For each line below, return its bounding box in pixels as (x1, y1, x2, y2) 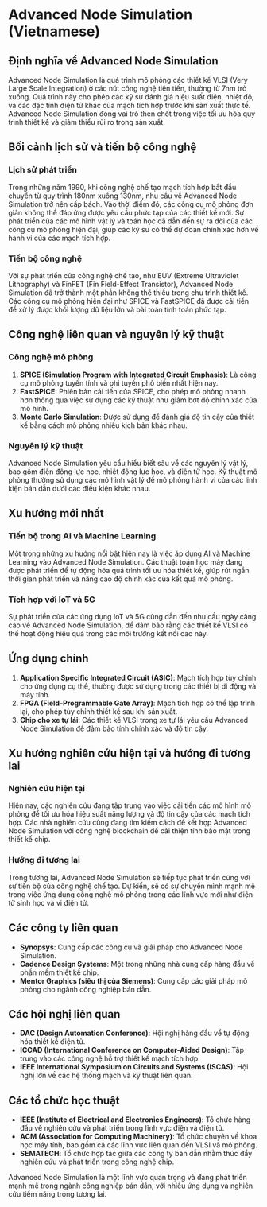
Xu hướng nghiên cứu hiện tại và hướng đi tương (8, 747, 251, 760)
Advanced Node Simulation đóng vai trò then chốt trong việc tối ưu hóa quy (8, 109, 256, 118)
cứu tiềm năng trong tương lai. (8, 1190, 107, 1199)
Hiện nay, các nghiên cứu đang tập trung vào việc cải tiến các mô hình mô (8, 801, 252, 810)
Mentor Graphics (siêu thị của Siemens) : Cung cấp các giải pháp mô (19, 976, 248, 985)
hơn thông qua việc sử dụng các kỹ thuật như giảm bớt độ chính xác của (19, 395, 257, 405)
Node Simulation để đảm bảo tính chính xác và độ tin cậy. (19, 724, 209, 733)
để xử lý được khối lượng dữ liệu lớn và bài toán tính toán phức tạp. (8, 305, 226, 314)
